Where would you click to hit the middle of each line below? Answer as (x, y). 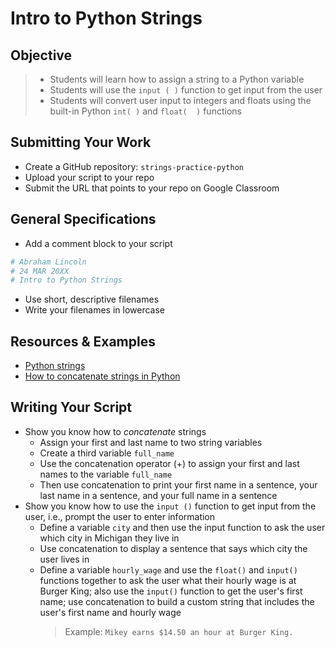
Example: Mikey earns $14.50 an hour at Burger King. (179, 631)
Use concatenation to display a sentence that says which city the (173, 548)
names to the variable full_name (106, 474)
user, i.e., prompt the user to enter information (120, 516)
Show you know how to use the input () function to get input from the (170, 506)
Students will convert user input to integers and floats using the (180, 100)
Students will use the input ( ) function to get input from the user (186, 90)
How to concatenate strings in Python (102, 376)
